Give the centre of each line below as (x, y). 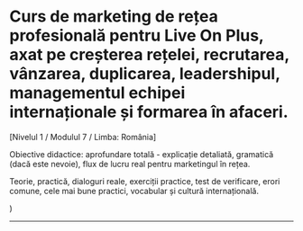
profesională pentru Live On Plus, (137, 36)
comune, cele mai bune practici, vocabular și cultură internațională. (134, 191)
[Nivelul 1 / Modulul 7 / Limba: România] (83, 137)
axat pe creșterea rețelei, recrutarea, (150, 55)
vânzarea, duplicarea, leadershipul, (145, 74)
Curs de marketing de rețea (114, 17)
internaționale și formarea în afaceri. (149, 112)
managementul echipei (97, 93)
